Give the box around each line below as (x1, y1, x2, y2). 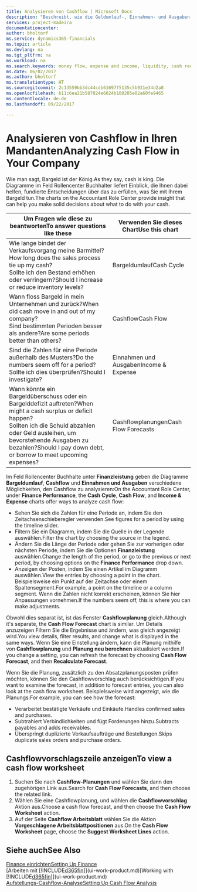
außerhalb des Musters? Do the (9, 353, 94, 362)
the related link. (14, 791, 53, 798)
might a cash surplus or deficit (9, 407, 93, 415)
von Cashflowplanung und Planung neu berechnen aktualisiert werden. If (6, 645, 185, 652)
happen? (9, 414, 33, 423)
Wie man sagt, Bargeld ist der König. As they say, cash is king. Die (6, 176, 165, 183)
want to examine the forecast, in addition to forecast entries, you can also (6, 682, 184, 689)
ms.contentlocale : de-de (6, 96, 67, 101)
